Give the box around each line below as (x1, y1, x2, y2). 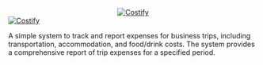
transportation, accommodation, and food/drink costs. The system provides (8, 39, 255, 49)
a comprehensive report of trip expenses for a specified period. (8, 48, 215, 57)
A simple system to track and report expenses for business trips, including (8, 31, 251, 40)
